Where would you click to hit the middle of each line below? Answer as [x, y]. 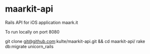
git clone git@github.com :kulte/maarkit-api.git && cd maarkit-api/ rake [75, 41]
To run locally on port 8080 [32, 32]
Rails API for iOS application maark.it [42, 22]
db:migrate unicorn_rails [29, 46]
